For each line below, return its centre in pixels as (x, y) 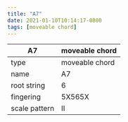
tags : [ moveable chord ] (42, 27)
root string (28, 85)
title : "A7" (25, 14)
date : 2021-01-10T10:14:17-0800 (55, 20)
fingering (26, 97)
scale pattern (33, 109)
